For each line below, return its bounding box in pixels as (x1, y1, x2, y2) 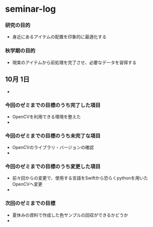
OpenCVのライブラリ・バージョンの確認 (12, 145, 94, 151)
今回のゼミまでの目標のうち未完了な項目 (5, 132, 101, 139)
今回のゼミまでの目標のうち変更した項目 (5, 163, 101, 170)
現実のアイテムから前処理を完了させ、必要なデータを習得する (12, 59, 137, 65)
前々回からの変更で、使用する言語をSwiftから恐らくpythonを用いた (12, 175, 149, 181)
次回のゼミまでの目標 (5, 200, 55, 207)
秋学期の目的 (5, 48, 36, 54)
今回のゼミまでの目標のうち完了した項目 (5, 101, 101, 108)
